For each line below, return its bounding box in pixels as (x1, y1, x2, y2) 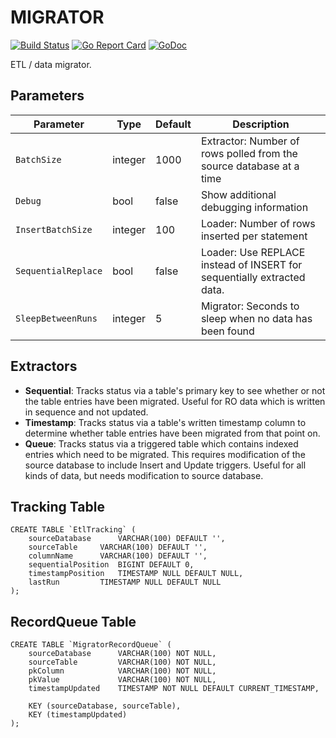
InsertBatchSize (15, 224, 93, 235)
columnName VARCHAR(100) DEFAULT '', (28, 551, 208, 561)
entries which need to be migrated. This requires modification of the (24, 448, 306, 460)
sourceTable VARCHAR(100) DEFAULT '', (28, 542, 208, 553)
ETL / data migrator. (10, 58, 92, 70)
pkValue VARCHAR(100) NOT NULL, (28, 675, 217, 685)
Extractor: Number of (200, 134, 300, 148)
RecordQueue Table (10, 613, 137, 630)
